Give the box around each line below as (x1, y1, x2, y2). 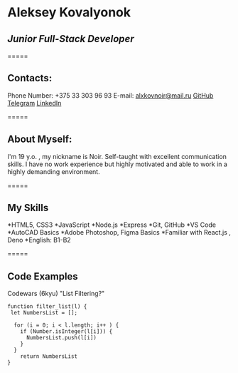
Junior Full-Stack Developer (7, 33, 134, 45)
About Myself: (7, 133, 72, 145)
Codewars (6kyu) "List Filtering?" (7, 290, 105, 298)
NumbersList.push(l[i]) (26, 334, 97, 342)
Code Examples (7, 270, 78, 282)
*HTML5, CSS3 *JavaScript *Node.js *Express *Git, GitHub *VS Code (7, 220, 217, 229)
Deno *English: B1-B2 (7, 236, 71, 245)
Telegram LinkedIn (7, 98, 62, 107)
